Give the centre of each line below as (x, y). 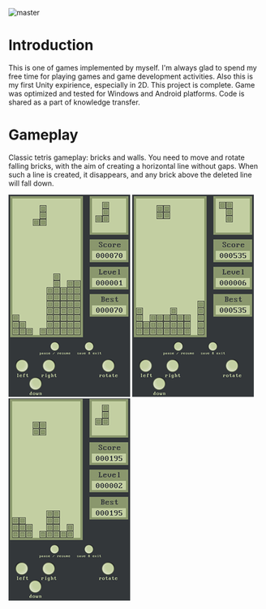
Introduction (51, 45)
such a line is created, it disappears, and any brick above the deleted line (131, 174)
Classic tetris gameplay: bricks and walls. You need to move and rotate (127, 157)
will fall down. (31, 183)
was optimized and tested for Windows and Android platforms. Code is (127, 93)
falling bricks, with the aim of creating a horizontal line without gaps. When (133, 165)
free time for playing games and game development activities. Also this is (131, 76)
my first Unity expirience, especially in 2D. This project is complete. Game (132, 84)
